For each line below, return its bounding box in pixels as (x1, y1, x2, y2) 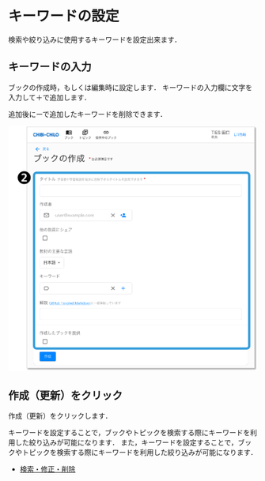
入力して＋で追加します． (8, 92, 92, 102)
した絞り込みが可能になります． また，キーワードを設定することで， (14, 438, 239, 447)
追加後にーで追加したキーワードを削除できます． (8, 109, 168, 118)
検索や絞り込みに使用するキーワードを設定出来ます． (8, 35, 182, 44)
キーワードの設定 (8, 7, 120, 25)
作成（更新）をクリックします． (8, 411, 112, 421)
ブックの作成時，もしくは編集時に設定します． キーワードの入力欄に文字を (8, 82, 253, 92)
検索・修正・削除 (19, 464, 76, 474)
